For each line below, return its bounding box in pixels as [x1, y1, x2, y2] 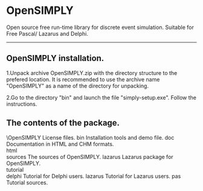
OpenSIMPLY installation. [6, 53, 105, 63]
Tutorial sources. [6, 179, 48, 186]
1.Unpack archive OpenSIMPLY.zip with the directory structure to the [6, 69, 178, 76]
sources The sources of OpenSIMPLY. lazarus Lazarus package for [6, 153, 173, 160]
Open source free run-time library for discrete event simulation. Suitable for [6, 24, 195, 31]
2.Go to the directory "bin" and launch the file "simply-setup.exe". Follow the [6, 94, 196, 101]
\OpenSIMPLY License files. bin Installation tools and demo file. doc [6, 134, 175, 141]
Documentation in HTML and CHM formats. [6, 140, 114, 147]
